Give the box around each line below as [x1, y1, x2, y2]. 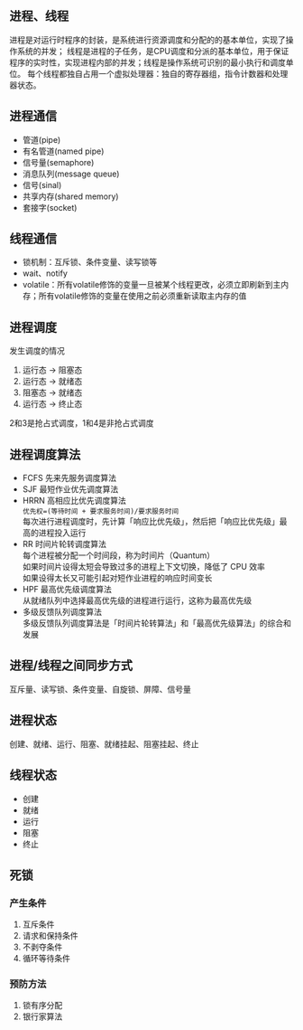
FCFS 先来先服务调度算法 [22, 473, 117, 484]
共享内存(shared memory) [22, 191, 119, 202]
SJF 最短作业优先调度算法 [22, 484, 119, 495]
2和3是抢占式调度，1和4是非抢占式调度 [9, 418, 154, 429]
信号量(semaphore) [22, 156, 95, 167]
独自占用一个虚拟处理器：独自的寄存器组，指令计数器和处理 [66, 68, 289, 79]
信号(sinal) [22, 179, 62, 190]
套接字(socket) [22, 202, 78, 213]
